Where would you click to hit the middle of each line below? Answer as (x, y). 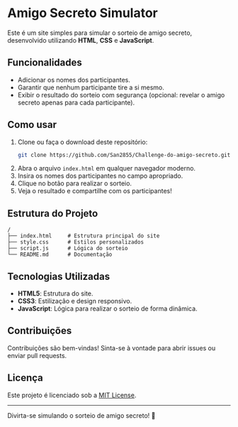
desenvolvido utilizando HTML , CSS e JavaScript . (81, 40)
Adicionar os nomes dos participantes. (74, 80)
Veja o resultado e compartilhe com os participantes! (95, 191)
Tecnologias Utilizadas (59, 276)
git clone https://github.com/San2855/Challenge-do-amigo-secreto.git (124, 155)
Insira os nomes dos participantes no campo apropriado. (100, 176)
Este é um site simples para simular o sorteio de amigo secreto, (100, 33)
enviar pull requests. (37, 355)
